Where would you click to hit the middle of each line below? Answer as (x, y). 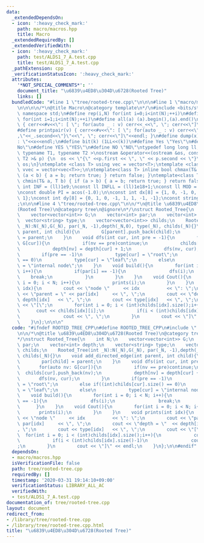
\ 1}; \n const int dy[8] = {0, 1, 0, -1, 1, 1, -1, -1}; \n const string (108, 198)
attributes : (27, 79)
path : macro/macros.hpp (47, 29)
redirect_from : (25, 514)
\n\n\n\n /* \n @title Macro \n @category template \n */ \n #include (96, 108)
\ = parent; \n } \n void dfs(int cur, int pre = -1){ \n (96, 237)
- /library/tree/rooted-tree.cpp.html (55, 525)
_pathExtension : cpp (38, 68)
